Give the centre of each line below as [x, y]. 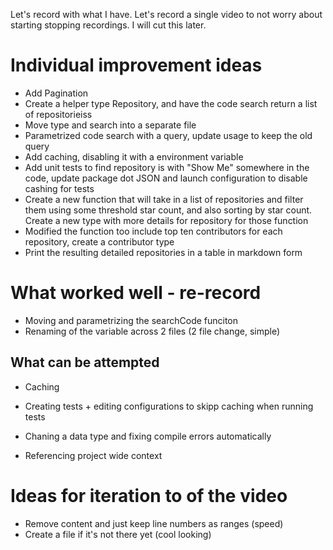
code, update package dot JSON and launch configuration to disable [166, 178]
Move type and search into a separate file [110, 125]
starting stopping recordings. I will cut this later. [108, 25]
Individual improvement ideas [136, 65]
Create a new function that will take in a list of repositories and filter [164, 199]
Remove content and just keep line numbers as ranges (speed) [154, 523]
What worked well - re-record [136, 293]
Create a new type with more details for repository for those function [166, 220]
